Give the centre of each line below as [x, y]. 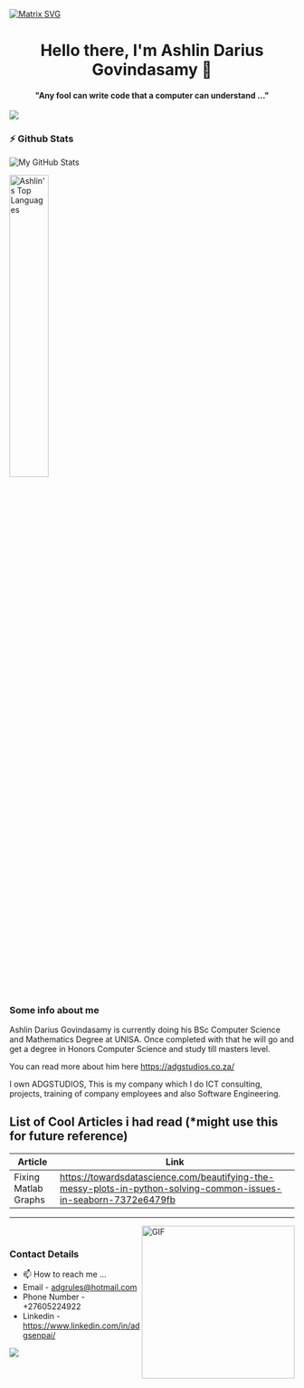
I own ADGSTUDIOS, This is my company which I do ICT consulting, [136, 1084]
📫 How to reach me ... [64, 1274]
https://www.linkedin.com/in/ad [81, 1326]
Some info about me [54, 1010]
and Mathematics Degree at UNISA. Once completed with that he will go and [152, 1039]
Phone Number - [54, 1297]
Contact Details [44, 1254]
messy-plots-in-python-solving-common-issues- [171, 1188]
